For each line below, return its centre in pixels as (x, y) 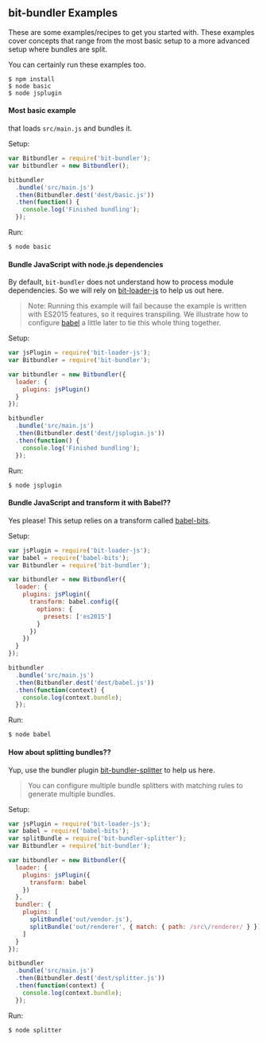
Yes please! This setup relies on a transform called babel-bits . (110, 520)
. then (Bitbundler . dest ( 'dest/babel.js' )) (85, 682)
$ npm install (32, 79)
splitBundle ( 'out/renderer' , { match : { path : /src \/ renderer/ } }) (145, 927)
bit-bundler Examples (63, 13)
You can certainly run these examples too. (77, 64)
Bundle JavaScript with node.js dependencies (86, 264)
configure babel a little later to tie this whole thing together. (124, 323)
